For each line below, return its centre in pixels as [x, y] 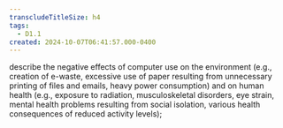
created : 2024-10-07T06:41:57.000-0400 [83, 42]
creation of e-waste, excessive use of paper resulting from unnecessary [141, 77]
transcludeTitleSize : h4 [55, 17]
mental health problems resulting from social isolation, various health [135, 105]
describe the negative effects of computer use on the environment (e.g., [141, 67]
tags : [19, 26]
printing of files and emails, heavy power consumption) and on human [137, 86]
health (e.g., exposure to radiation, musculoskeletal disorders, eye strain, [142, 95]
